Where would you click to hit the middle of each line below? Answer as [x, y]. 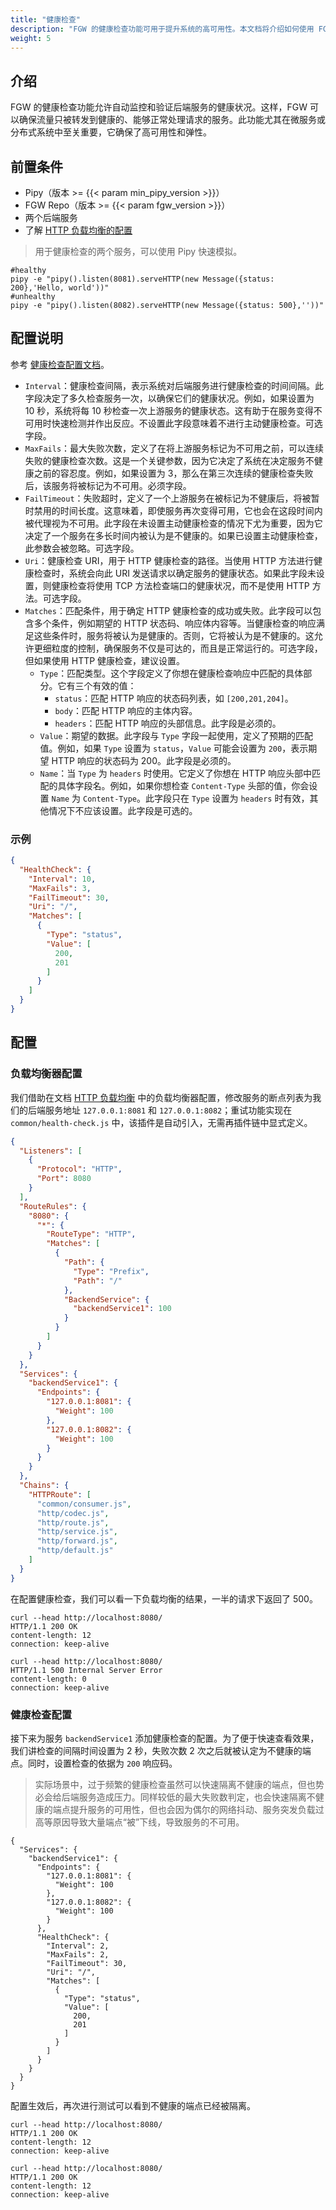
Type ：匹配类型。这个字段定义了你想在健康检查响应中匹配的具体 [171, 673]
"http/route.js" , [73, 1522]
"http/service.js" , [77, 1532]
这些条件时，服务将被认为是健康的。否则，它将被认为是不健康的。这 [174, 635]
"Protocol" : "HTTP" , [79, 1169]
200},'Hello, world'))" [60, 288]
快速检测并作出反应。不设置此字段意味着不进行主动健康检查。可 [183, 423]
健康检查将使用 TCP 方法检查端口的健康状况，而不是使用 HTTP [180, 585]
